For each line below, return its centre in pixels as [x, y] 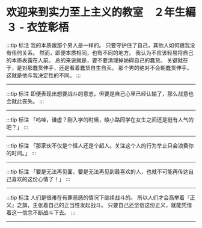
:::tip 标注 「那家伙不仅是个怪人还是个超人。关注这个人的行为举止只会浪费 [97, 146]
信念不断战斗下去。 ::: [49, 212]
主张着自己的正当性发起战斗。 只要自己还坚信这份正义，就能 [107, 205]
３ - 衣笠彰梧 [38, 27]
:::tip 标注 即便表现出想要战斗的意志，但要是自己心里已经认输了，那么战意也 [100, 93]
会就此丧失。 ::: [25, 101]
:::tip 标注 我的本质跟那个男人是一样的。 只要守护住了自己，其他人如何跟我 [98, 45]
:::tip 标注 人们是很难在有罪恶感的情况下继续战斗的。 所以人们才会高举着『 [98, 197]
